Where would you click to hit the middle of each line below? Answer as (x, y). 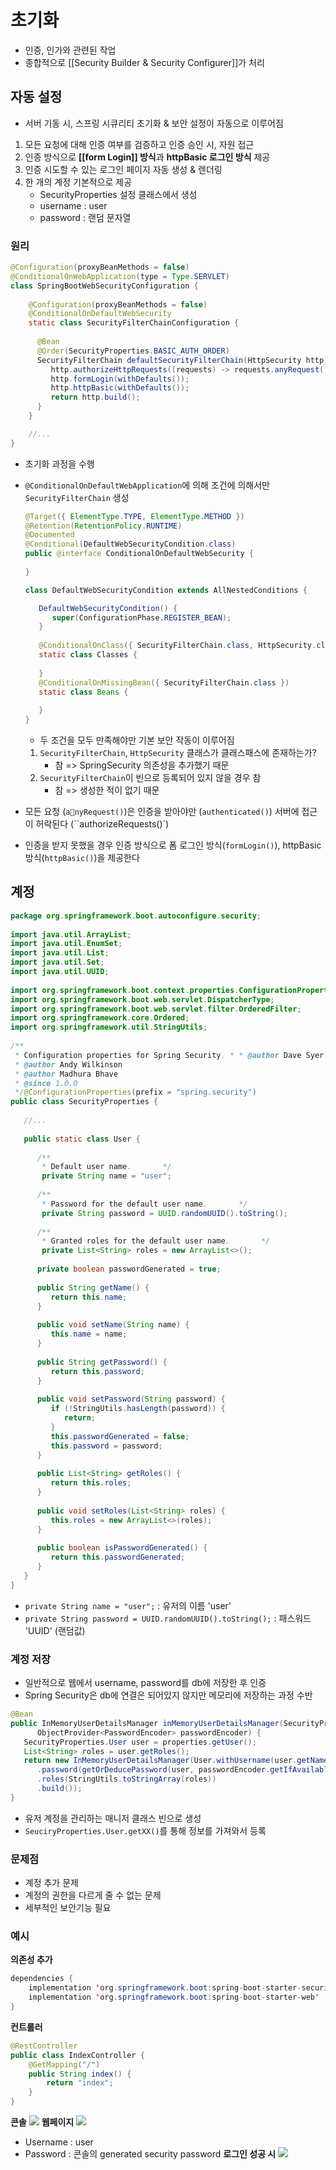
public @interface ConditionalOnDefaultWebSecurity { (139, 554)
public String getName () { (93, 1287)
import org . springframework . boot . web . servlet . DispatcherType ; (142, 999)
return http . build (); (95, 397)
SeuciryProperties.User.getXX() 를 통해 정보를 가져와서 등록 (145, 1830)
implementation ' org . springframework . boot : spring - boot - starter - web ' (174, 1997)
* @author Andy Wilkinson (68, 1064)
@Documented (49, 535)
